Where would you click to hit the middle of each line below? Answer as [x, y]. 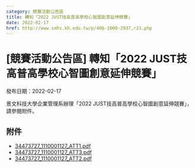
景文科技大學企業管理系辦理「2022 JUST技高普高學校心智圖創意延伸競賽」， [99, 104]
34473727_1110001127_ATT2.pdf [53, 159]
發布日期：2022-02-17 [34, 91]
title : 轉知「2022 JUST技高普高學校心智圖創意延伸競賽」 [69, 17]
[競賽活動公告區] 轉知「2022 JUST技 [97, 59]
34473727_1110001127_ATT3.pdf [53, 152]
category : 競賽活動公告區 [35, 11]
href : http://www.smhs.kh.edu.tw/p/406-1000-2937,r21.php [79, 28]
